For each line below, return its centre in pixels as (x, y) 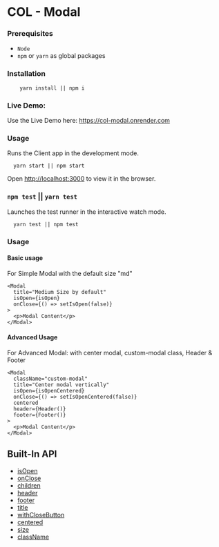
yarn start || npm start (49, 166)
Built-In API (32, 454)
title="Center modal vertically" (61, 385)
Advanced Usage (32, 337)
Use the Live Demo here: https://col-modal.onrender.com (89, 121)
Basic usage (25, 258)
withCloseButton (41, 515)
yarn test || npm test (46, 224)
